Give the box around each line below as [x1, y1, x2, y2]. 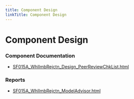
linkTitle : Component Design [5, 12, 67, 17]
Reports [5, 76, 25, 83]
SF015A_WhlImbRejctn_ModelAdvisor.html [12, 88, 101, 94]
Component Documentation [5, 52, 75, 59]
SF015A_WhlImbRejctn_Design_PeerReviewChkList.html [12, 63, 129, 70]
